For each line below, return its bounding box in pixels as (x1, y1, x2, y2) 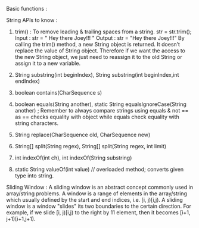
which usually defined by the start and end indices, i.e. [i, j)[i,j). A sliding (6, 196, 183, 203)
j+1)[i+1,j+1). (6, 215, 36, 222)
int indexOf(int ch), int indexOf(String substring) (14, 154, 132, 161)
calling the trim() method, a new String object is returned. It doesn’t (14, 41, 180, 48)
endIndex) (14, 77, 41, 85)
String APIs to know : (6, 17, 58, 23)
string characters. (14, 120, 58, 127)
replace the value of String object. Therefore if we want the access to (14, 47, 186, 54)
